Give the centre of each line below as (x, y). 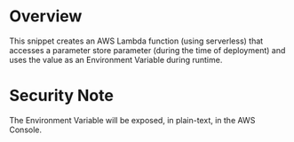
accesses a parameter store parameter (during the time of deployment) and (147, 50)
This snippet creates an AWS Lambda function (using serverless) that (136, 41)
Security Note (61, 96)
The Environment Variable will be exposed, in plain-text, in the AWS (132, 120)
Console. (26, 130)
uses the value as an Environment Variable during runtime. (116, 59)
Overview (46, 16)
